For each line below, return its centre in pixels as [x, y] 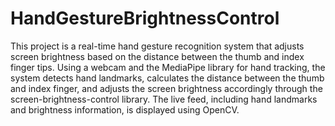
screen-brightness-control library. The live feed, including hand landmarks [164, 99]
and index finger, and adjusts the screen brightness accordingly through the [166, 88]
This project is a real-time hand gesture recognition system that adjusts [157, 46]
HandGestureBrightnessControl [145, 18]
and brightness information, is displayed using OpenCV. [125, 109]
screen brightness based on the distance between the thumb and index [157, 56]
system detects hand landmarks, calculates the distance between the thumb [167, 78]
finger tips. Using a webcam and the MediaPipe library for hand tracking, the [168, 67]
